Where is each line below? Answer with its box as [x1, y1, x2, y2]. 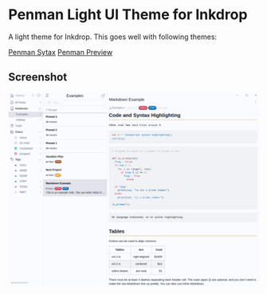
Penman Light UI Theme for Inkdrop [8, 6, 248, 24]
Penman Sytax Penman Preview [8, 47, 113, 57]
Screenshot [8, 70, 68, 84]
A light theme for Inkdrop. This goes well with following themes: [8, 32, 218, 41]
